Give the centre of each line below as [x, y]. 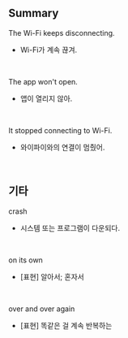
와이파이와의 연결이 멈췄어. [62, 147]
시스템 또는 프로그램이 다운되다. [70, 227]
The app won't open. [43, 81]
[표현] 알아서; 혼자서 [52, 276]
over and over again [42, 309]
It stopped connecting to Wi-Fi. [60, 130]
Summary [34, 13]
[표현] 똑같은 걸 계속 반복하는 [66, 325]
